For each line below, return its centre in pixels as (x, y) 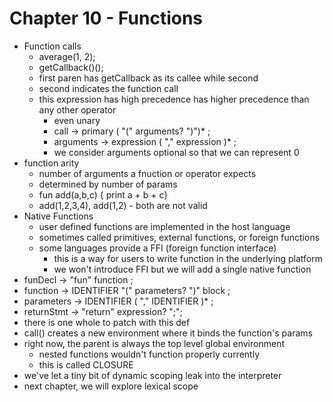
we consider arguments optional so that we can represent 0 (176, 152)
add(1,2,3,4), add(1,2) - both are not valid (123, 205)
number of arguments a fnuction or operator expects (147, 173)
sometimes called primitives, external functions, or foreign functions (179, 237)
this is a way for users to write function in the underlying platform (188, 258)
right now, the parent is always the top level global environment (154, 343)
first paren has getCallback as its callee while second (148, 78)
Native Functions (58, 216)
